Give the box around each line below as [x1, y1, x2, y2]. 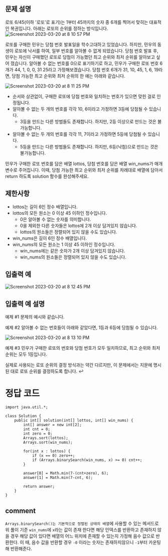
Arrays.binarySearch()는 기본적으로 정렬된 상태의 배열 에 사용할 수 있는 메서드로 [5, 520, 159, 526]
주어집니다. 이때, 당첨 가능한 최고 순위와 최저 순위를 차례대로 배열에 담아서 [18, 167, 163, 173]
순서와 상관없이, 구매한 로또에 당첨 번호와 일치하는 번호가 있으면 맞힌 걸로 [12, 93, 156, 99]
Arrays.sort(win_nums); [23, 440, 73, 445]
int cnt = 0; [23, 427, 51, 432]
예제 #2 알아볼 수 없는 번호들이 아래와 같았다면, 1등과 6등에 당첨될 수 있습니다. [5, 325, 158, 331]
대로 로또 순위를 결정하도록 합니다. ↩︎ [10, 368, 84, 374]
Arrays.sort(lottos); [23, 436, 69, 441]
